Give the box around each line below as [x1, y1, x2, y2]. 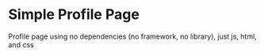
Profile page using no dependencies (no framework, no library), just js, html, [8, 32, 258, 41]
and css [8, 39, 34, 49]
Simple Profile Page [8, 6, 140, 24]
